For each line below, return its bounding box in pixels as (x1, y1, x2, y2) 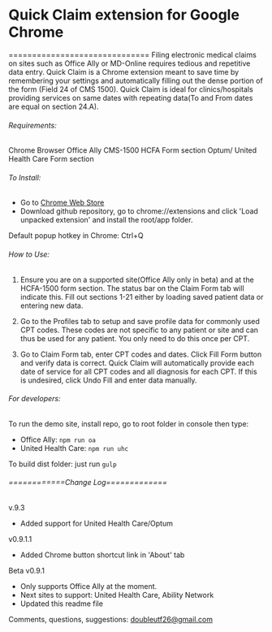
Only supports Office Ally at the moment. (19, 581, 158, 591)
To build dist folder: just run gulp (8, 459, 117, 469)
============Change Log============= (8, 478, 168, 487)
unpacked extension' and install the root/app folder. (19, 215, 193, 225)
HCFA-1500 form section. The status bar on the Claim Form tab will (19, 283, 245, 293)
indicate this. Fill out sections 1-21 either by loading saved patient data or (19, 292, 264, 301)
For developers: (8, 394, 61, 404)
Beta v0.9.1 (8, 565, 45, 575)
